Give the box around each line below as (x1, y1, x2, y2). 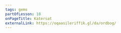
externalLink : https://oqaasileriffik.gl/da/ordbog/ (5, 20, 117, 26)
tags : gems (5, 7, 28, 12)
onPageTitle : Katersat (5, 16, 52, 21)
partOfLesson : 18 (5, 12, 41, 16)
